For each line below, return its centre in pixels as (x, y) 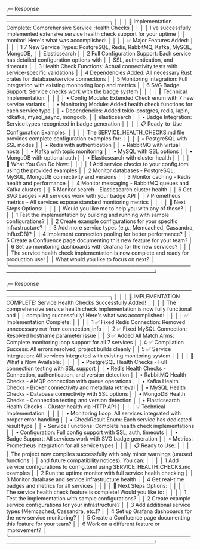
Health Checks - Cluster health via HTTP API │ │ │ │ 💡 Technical (86, 407)
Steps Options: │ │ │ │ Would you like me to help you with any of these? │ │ (99, 208)
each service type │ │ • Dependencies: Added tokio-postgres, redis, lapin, (98, 111)
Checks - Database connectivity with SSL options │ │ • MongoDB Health (96, 394)
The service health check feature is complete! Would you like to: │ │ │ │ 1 (96, 492)
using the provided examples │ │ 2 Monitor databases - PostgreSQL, (90, 170)
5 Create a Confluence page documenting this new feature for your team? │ (99, 240)
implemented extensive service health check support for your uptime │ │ (96, 34)
